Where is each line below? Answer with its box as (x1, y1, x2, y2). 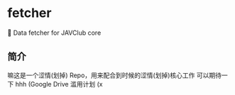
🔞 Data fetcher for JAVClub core (7, 28, 102, 37)
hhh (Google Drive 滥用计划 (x (15, 79, 103, 88)
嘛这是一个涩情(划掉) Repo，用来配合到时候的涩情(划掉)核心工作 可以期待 (7, 71, 222, 79)
